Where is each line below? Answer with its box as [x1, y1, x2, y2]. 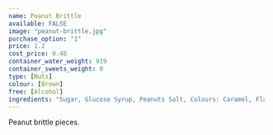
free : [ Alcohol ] [8, 87, 63, 96]
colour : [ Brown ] [8, 80, 63, 88]
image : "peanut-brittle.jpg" [8, 27, 107, 35]
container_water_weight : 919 [8, 58, 107, 66]
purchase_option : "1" [8, 34, 82, 43]
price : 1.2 [8, 42, 45, 50]
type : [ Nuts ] [8, 72, 53, 81]
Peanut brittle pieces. [8, 117, 80, 127]
